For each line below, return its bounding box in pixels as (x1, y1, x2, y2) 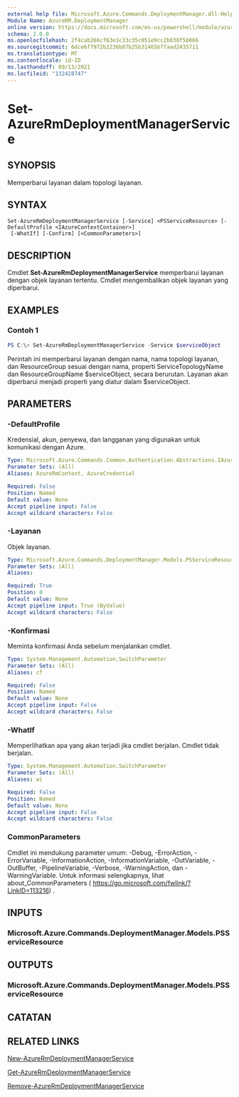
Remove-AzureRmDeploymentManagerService (7, 1082, 144, 1091)
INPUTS (7, 906, 43, 919)
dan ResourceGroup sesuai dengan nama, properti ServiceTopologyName (7, 362, 224, 370)
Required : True (7, 582, 53, 590)
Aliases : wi (7, 776, 43, 784)
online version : (7, 24, 55, 31)
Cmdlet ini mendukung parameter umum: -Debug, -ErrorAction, (7, 848, 193, 857)
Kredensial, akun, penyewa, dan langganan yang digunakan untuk (7, 435, 201, 444)
